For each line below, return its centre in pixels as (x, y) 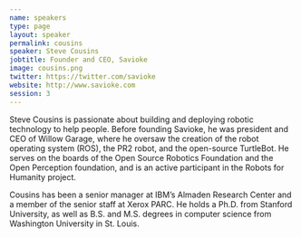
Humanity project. (43, 176)
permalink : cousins (46, 43)
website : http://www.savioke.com (73, 85)
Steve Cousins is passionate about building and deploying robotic (131, 119)
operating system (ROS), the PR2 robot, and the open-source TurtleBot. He (149, 148)
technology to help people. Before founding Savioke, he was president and (149, 129)
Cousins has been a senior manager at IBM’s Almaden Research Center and (150, 195)
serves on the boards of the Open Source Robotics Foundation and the (141, 157)
